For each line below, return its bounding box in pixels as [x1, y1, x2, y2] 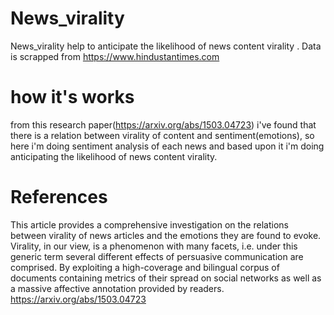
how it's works [10, 86, 135, 109]
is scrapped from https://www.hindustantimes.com [10, 50, 220, 62]
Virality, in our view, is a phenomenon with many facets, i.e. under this [10, 240, 298, 252]
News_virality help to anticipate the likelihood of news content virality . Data [10, 40, 322, 52]
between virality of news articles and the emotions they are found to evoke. [10, 229, 322, 241]
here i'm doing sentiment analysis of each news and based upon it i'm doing [10, 140, 325, 152]
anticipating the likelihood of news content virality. [10, 150, 218, 162]
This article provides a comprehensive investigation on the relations [10, 218, 289, 231]
